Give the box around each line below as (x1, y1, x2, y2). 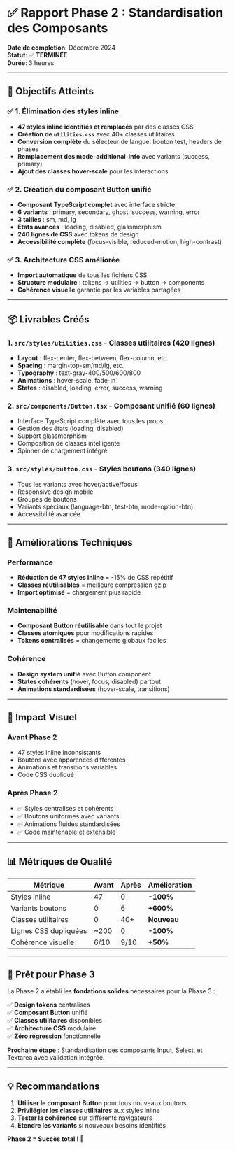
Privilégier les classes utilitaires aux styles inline (17, 1107, 160, 1115)
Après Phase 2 (7, 788, 58, 798)
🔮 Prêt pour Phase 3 (7, 968, 95, 980)
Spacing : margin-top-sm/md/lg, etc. (17, 361, 124, 369)
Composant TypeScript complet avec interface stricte (17, 200, 176, 208)
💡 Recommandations (7, 1080, 100, 1092)
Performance (7, 558, 54, 567)
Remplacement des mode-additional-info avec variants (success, (17, 152, 210, 160)
